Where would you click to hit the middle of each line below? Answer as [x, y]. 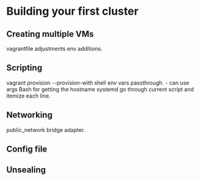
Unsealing [26, 170]
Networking [30, 115]
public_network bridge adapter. [46, 129]
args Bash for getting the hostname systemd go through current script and [100, 89]
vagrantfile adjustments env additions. [54, 48]
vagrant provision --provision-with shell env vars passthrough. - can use [98, 83]
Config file [27, 149]
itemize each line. [28, 96]
